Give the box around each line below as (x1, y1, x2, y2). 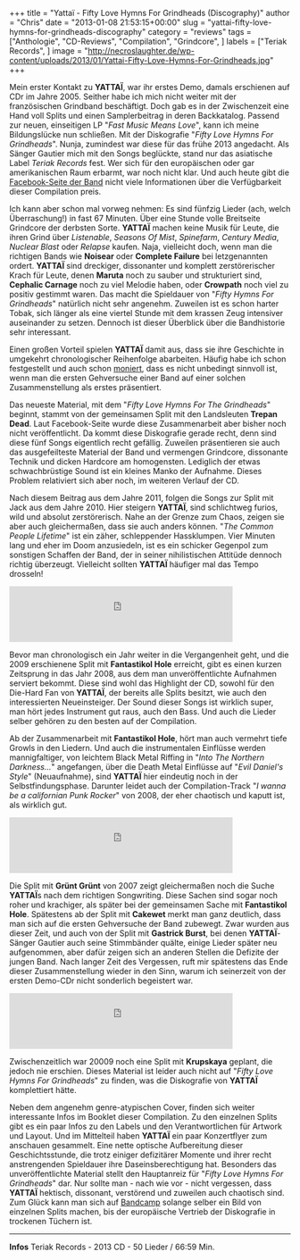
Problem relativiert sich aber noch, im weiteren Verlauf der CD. (9, 475, 239, 486)
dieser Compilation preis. (9, 187, 102, 196)
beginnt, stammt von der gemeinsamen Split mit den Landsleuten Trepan (9, 409, 279, 419)
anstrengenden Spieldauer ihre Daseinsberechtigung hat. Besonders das (9, 1159, 277, 1169)
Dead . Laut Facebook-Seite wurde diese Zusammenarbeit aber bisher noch (9, 419, 287, 429)
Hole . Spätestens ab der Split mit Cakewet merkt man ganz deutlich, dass (9, 909, 281, 919)
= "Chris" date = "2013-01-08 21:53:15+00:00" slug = (9, 17, 206, 28)
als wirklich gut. (9, 799, 68, 810)
